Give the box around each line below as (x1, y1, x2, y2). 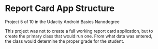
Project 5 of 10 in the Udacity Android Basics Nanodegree (5, 19, 120, 24)
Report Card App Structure (5, 3, 115, 14)
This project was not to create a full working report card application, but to (5, 28, 153, 34)
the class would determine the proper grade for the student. (5, 38, 125, 44)
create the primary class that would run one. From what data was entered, (5, 33, 152, 39)
